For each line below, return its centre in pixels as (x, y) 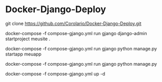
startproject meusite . (28, 39)
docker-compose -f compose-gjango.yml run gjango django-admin (76, 33)
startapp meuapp (24, 54)
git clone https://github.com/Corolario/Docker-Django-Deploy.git (73, 23)
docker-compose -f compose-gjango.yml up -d (55, 74)
